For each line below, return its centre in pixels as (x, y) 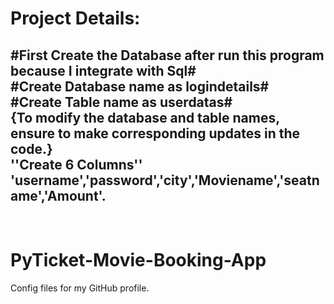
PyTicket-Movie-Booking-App (138, 260)
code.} (31, 148)
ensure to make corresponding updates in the (155, 133)
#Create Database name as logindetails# (140, 86)
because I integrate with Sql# (103, 70)
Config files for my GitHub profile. (80, 288)
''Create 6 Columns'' (76, 164)
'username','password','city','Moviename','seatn (165, 180)
